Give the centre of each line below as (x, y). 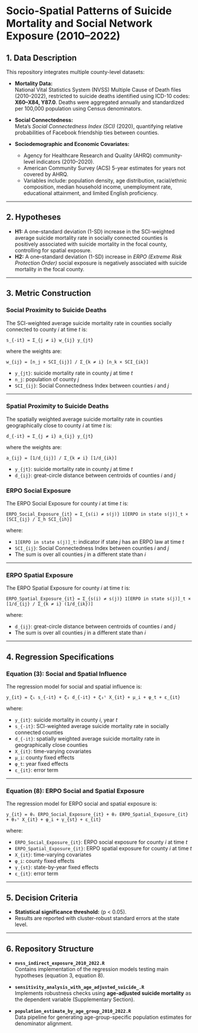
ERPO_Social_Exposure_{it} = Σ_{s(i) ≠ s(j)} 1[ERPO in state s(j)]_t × (97, 514)
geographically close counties (51, 745)
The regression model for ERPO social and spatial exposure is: (82, 804)
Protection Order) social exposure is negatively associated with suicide (101, 263)
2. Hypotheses (34, 217)
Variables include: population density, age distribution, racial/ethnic (105, 181)
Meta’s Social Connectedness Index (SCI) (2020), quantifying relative (99, 126)
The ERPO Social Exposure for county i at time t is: (67, 503)
